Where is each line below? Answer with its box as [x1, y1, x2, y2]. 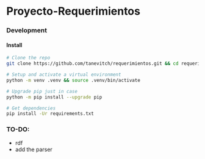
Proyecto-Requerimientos [6, 4, 140, 18]
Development [6, 26, 48, 35]
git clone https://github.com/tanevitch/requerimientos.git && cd [6, 61, 179, 67]
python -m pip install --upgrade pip [6, 94, 103, 100]
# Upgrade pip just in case [6, 88, 78, 94]
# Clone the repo [6, 55, 51, 61]
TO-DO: [6, 125, 30, 134]
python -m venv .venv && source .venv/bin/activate [6, 77, 140, 83]
